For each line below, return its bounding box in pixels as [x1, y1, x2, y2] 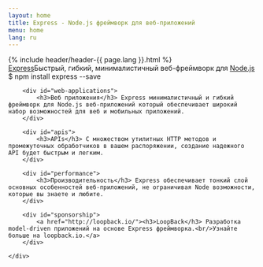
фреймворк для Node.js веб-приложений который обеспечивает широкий [8, 101, 238, 109]
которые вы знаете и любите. [8, 191, 104, 198]
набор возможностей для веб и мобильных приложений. [8, 108, 185, 116]
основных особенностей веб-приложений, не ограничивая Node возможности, [8, 184, 256, 191]
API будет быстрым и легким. [8, 149, 104, 158]
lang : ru [8, 33, 37, 42]
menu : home [8, 26, 44, 34]
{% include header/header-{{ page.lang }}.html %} [8, 55, 172, 65]
